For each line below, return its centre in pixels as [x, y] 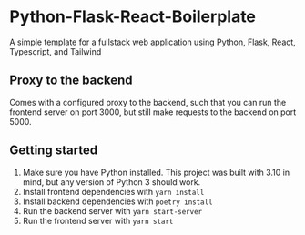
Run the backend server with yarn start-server [112, 210]
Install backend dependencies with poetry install [117, 201]
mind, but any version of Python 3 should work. [112, 182]
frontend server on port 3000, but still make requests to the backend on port [153, 112]
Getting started [54, 151]
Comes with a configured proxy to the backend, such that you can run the [148, 102]
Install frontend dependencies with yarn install [113, 191]
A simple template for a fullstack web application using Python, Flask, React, [152, 42]
